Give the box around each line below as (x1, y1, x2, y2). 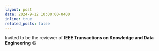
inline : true (5, 16, 32, 21)
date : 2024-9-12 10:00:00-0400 (5, 12, 70, 17)
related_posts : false (5, 21, 50, 26)
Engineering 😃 (5, 40, 37, 46)
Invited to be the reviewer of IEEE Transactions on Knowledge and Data (5, 35, 154, 41)
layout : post (5, 7, 32, 12)
